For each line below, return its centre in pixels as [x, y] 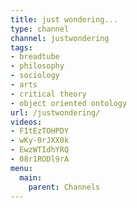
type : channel [40, 29]
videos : [26, 122]
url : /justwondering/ [55, 112]
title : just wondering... [64, 19]
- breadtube [35, 57]
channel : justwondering [60, 38]
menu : [21, 168]
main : [31, 177]
